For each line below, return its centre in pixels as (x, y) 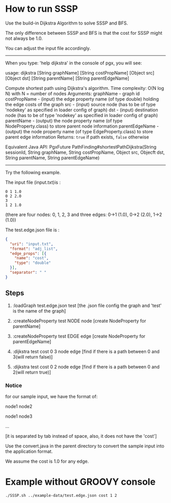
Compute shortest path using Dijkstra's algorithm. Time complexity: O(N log (85, 88)
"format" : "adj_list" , (34, 249)
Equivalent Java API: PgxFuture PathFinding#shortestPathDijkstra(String (81, 147)
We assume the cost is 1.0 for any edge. (47, 461)
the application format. (29, 451)
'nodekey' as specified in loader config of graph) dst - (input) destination (82, 110)
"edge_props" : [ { (28, 253)
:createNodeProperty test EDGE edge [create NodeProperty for (79, 336)
